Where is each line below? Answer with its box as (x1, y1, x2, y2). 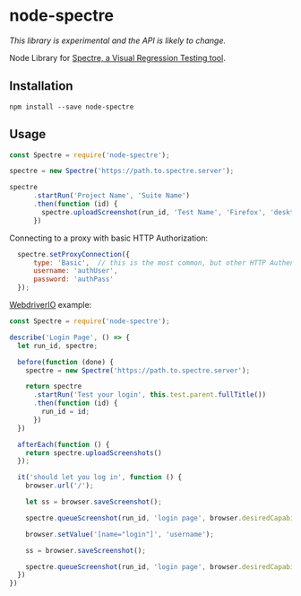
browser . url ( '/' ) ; (25, 481, 94, 490)
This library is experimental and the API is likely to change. (9, 35, 227, 46)
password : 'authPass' (32, 275, 115, 284)
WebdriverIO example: (9, 300, 92, 311)
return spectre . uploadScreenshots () (25, 448, 163, 458)
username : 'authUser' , (32, 267, 118, 276)
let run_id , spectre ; (17, 341, 99, 350)
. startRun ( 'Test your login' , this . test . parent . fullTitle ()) (32, 390, 267, 399)
